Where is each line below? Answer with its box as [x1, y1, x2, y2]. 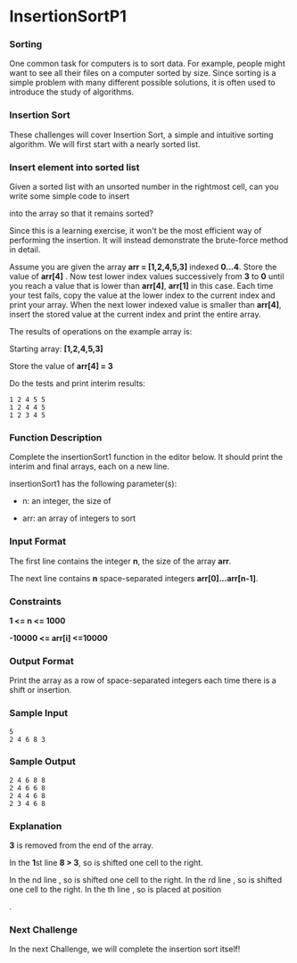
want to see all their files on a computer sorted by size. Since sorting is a [9, 68, 276, 78]
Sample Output [9, 755, 76, 768]
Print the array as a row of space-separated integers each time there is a [9, 675, 276, 686]
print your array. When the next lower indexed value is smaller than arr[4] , [9, 300, 282, 310]
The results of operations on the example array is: [9, 326, 193, 337]
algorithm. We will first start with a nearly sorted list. [9, 138, 201, 149]
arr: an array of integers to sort [21, 513, 136, 523]
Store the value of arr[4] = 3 [9, 361, 113, 372]
